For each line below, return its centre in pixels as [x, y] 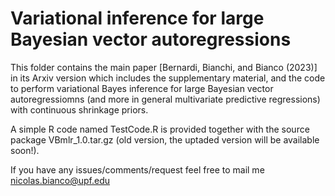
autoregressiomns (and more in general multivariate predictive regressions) [165, 99]
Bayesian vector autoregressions [151, 39]
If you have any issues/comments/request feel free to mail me [137, 169]
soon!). [25, 150]
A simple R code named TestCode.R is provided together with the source [160, 129]
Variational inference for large [137, 18]
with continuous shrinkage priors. [79, 109]
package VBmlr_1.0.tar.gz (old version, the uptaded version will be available [165, 139]
